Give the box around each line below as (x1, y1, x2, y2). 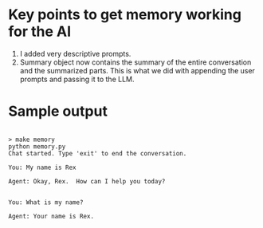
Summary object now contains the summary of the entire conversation (19, 57, 252, 67)
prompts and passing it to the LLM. (19, 74, 135, 84)
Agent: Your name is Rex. (8, 212, 94, 220)
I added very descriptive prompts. (19, 49, 131, 58)
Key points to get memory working (8, 6, 241, 24)
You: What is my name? (8, 198, 84, 206)
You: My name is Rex (8, 163, 77, 171)
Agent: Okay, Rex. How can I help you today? (8, 177, 166, 185)
